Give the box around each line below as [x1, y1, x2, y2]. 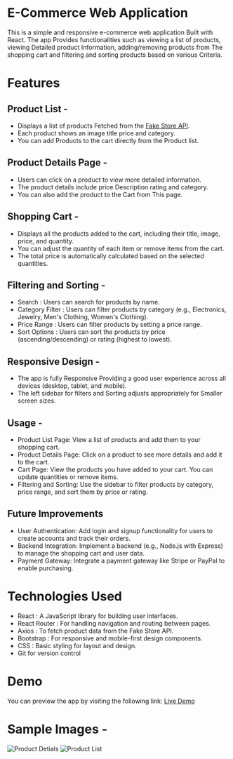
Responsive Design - [7, 356, 100, 368]
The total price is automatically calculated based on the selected [17, 251, 205, 260]
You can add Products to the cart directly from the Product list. [17, 136, 199, 145]
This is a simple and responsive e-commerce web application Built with [7, 28, 213, 36]
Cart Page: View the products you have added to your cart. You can [17, 465, 213, 473]
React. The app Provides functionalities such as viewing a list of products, [7, 35, 221, 43]
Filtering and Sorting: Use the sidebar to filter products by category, [17, 481, 214, 488]
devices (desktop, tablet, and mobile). [17, 382, 128, 390]
